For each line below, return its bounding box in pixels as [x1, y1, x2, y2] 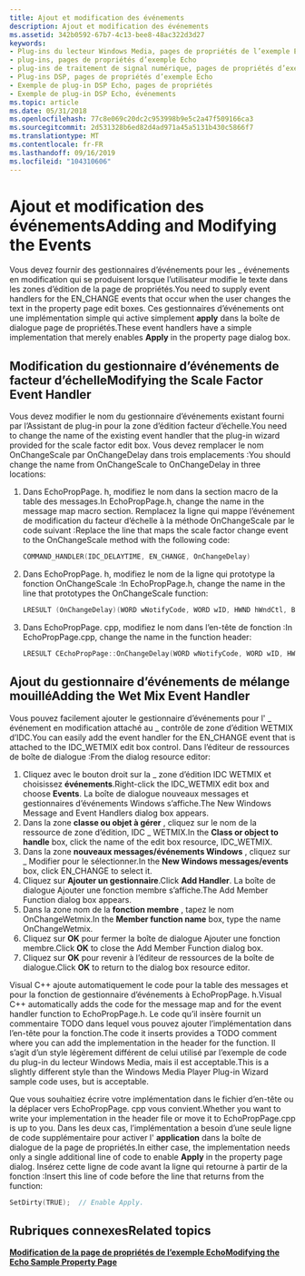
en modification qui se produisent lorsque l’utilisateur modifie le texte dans [9, 274, 289, 285]
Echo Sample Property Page [9, 1257, 118, 1268]
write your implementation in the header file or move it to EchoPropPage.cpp [9, 1113, 296, 1123]
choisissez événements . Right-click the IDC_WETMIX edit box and [22, 778, 270, 789]
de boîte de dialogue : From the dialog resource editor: [9, 751, 212, 762]
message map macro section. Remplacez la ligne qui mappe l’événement [22, 506, 295, 517]
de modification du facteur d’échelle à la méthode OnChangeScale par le [22, 515, 295, 527]
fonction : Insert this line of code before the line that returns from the [9, 1171, 265, 1182]
